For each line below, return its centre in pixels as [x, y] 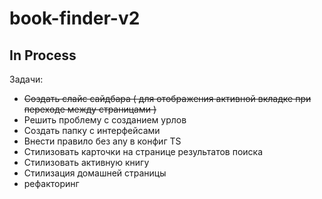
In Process [43, 55]
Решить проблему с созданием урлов [105, 120]
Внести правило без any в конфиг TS [102, 141]
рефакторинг [51, 183]
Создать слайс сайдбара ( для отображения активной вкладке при [167, 98]
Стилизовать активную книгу [86, 162]
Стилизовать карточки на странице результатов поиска [143, 151]
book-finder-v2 [75, 18]
